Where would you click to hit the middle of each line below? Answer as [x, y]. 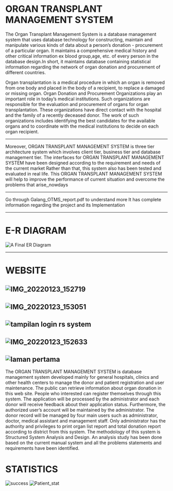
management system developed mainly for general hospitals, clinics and [82, 377]
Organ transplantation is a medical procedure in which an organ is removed [85, 82]
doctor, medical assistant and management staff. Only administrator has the [85, 421]
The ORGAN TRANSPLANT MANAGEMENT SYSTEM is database [74, 372]
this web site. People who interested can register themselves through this [83, 394]
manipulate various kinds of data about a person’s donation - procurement [84, 45]
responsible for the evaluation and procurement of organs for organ [77, 104]
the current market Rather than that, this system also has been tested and [83, 168]
